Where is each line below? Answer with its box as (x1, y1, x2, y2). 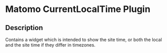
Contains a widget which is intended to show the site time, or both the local (5, 36, 162, 42)
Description (5, 23, 43, 32)
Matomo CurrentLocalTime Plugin (5, 3, 151, 15)
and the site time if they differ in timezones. (5, 42, 96, 48)
